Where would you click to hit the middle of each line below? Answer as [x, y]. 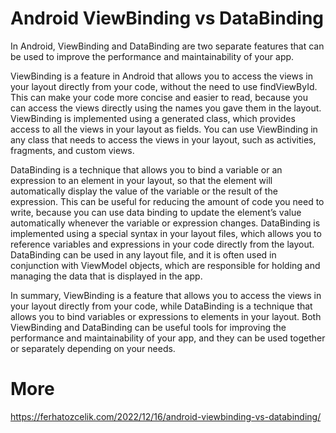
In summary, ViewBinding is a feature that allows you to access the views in [166, 295]
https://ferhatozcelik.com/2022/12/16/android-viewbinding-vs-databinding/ [166, 416]
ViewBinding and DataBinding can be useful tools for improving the [148, 327]
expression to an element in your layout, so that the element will [141, 180]
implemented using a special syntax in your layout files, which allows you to [166, 233]
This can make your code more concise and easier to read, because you [159, 97]
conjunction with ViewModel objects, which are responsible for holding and [165, 265]
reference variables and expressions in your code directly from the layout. [162, 244]
